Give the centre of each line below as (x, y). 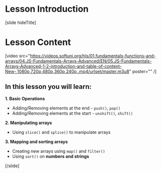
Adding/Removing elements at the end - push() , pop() (66, 108)
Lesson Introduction (47, 9)
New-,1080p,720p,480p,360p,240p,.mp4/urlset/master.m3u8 (67, 71)
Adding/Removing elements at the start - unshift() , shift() (72, 113)
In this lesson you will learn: (48, 87)
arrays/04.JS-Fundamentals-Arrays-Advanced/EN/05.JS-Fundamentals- (78, 61)
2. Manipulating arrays (29, 123)
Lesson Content (38, 42)
